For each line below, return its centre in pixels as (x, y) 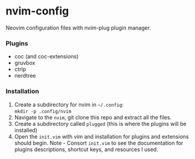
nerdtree (25, 76)
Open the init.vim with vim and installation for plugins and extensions (101, 136)
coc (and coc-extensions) (46, 57)
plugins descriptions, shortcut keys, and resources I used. (86, 149)
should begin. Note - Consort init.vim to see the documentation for (99, 143)
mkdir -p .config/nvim (43, 111)
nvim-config (37, 11)
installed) (26, 130)
